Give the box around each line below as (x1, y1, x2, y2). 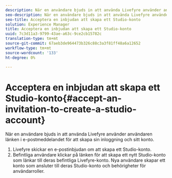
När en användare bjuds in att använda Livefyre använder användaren (5, 131, 153, 137)
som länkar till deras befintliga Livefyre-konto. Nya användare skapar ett (12, 157, 165, 164)
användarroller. (12, 168, 45, 174)
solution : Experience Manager (5, 21, 70, 27)
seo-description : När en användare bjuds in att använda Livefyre (5, 12, 150, 17)
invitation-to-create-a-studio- (5, 103, 137, 115)
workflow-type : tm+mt (5, 46, 52, 51)
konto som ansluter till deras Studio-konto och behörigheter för (12, 163, 146, 169)
